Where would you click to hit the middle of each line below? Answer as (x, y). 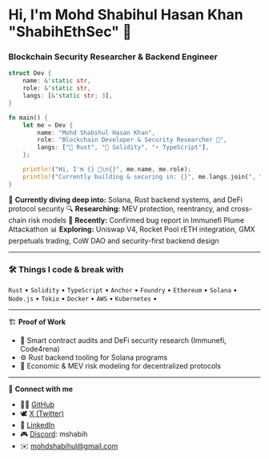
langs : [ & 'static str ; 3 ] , (68, 96)
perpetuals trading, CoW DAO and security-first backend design (114, 240)
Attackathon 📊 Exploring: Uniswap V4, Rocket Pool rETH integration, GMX (132, 229)
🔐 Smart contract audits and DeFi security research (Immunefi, (123, 340)
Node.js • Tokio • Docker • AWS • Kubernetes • (83, 299)
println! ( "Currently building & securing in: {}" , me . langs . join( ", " (143, 177)
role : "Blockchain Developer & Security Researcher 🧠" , (132, 140)
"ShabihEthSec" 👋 (70, 32)
